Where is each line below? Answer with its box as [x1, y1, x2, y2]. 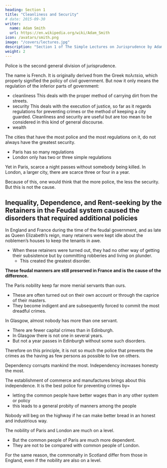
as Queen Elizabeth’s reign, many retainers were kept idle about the [5, 233, 143, 238]
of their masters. [12, 297, 46, 304]
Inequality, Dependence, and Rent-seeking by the [5, 198, 162, 207]
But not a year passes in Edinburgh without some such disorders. [12, 338, 146, 344]
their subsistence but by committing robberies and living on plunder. [12, 252, 153, 259]
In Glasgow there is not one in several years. [12, 333, 103, 339]
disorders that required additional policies [5, 214, 138, 222]
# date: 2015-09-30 [5, 16, 46, 21]
